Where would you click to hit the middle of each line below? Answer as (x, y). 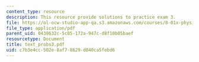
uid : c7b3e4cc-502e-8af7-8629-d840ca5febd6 (61, 50)
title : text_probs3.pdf (36, 45)
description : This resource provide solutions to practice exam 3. (91, 17)
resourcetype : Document (36, 39)
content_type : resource (36, 12)
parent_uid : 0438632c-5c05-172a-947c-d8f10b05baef (70, 34)
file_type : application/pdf (41, 28)
